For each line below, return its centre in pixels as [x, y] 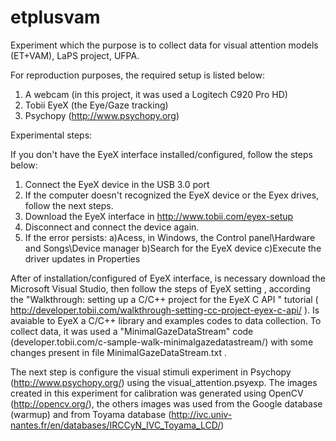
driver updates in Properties [82, 258]
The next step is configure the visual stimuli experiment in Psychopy [151, 372]
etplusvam [55, 17]
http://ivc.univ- [202, 414]
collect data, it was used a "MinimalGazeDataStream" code [132, 331]
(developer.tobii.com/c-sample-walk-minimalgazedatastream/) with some [162, 342]
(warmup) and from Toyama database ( [91, 414]
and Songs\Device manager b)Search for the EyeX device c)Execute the [173, 248]
